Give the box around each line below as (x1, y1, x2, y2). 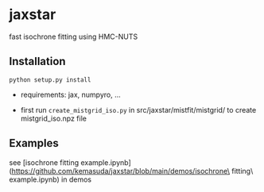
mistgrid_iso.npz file (20, 113, 87, 123)
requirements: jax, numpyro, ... (20, 90, 122, 99)
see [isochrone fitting (9, 157, 79, 167)
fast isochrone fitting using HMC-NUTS (9, 32, 138, 41)
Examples (9, 136, 59, 150)
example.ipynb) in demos (9, 175, 92, 184)
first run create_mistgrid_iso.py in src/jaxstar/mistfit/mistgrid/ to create (20, 105, 257, 114)
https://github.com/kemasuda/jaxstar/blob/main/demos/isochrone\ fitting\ (11, 166, 254, 175)
